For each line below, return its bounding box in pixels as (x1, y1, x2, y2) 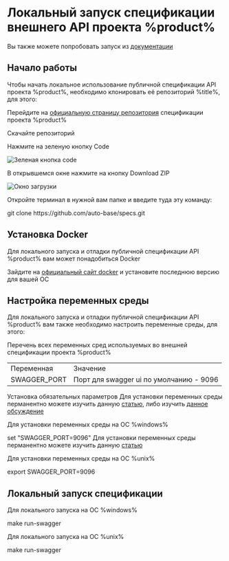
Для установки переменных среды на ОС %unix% (7, 454, 155, 463)
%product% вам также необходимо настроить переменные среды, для (7, 320, 218, 329)
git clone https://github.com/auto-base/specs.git (7, 208, 146, 217)
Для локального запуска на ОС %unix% (7, 533, 124, 541)
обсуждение (7, 407, 44, 415)
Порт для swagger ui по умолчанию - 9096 (73, 375, 219, 384)
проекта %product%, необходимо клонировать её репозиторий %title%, (7, 87, 220, 96)
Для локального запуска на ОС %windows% (7, 506, 138, 514)
